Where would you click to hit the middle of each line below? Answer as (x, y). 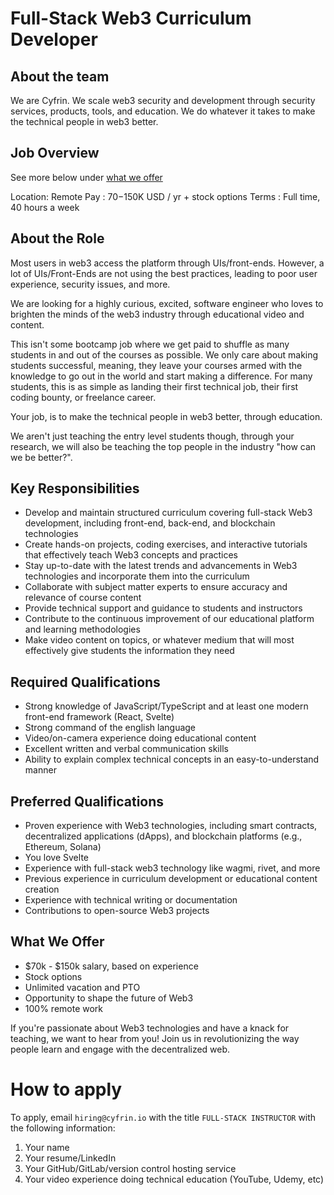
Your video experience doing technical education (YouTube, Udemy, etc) (174, 1179)
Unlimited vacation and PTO (82, 987)
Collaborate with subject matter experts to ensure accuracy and (156, 587)
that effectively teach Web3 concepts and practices (131, 555)
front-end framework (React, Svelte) (99, 717)
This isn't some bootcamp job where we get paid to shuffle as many (150, 344)
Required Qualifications (85, 682)
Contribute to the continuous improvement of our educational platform (169, 619)
